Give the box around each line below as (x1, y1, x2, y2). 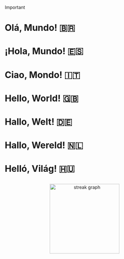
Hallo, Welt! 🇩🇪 (5, 116, 72, 127)
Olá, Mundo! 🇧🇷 (5, 22, 75, 33)
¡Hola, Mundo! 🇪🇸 (5, 46, 84, 57)
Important (5, 5, 25, 10)
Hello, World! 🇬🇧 (5, 92, 79, 104)
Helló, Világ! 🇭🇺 (5, 163, 75, 174)
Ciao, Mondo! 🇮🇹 (5, 69, 80, 81)
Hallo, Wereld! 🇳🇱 (5, 139, 84, 151)
